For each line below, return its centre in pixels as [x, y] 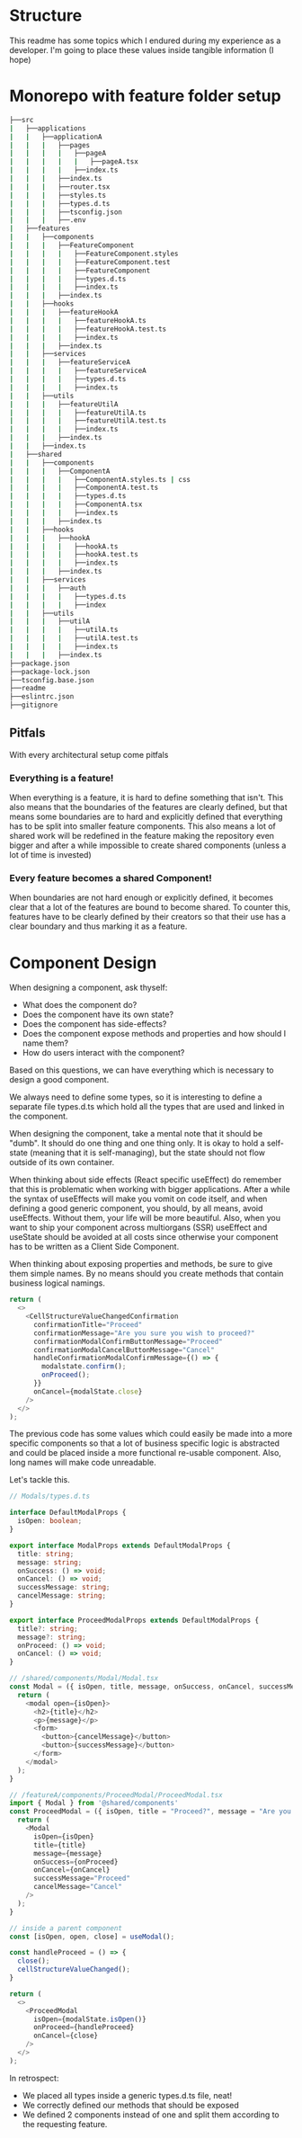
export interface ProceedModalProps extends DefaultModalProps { [134, 1620]
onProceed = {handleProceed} [84, 2027]
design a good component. [59, 1080]
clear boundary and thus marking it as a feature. [98, 926]
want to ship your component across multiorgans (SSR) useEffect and [138, 1227]
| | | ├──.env [48, 220]
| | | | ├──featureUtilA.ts [78, 413]
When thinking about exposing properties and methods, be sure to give [141, 1264]
